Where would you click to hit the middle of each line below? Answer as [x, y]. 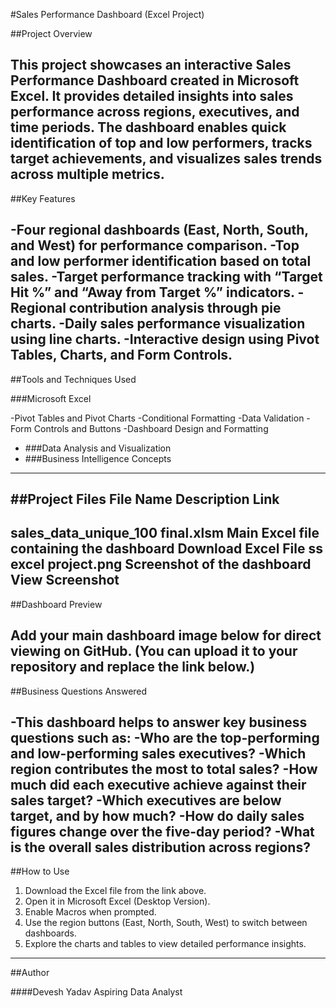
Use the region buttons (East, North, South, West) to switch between [166, 923]
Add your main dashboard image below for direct [166, 635]
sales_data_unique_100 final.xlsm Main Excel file [165, 533]
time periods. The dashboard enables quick [148, 127]
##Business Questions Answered [79, 691]
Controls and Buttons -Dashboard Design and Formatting [151, 428]
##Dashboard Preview [56, 604]
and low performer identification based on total [161, 261]
